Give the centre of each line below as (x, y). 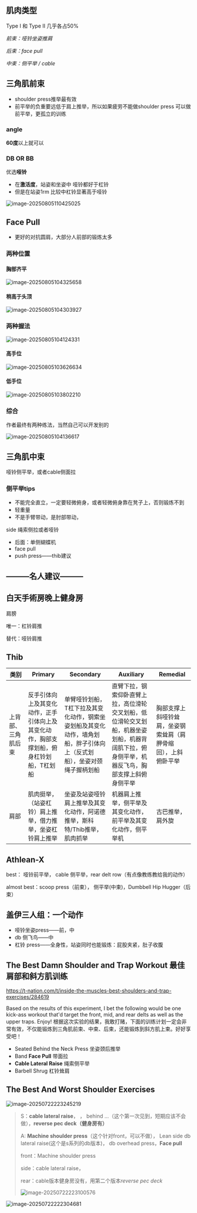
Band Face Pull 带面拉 (41, 1056)
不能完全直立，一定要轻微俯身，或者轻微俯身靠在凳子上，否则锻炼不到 (99, 502)
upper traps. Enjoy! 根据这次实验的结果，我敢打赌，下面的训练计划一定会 (94, 1021)
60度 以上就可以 (25, 142)
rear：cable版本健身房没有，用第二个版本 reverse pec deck (91, 1181)
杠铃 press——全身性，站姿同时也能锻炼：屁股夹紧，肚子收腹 (89, 945)
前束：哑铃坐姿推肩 (29, 38)
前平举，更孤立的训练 (40, 114)
